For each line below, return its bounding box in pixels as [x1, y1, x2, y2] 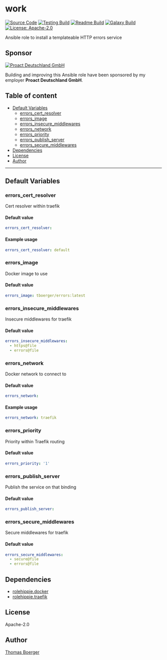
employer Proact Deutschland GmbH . [5, 77, 83, 83]
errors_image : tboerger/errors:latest [5, 293, 85, 298]
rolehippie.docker [12, 589, 49, 595]
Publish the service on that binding [5, 484, 77, 490]
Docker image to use [5, 270, 48, 277]
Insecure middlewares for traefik [5, 316, 72, 322]
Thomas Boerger [5, 649, 40, 655]
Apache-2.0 [5, 621, 30, 627]
